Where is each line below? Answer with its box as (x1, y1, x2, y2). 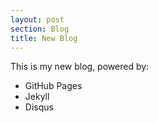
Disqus (24, 101, 54, 113)
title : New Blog (10, 33, 78, 43)
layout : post (10, 14, 65, 25)
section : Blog (10, 24, 70, 34)
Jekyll (24, 91, 50, 103)
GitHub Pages (24, 80, 83, 92)
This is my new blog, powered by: (10, 61, 150, 73)
